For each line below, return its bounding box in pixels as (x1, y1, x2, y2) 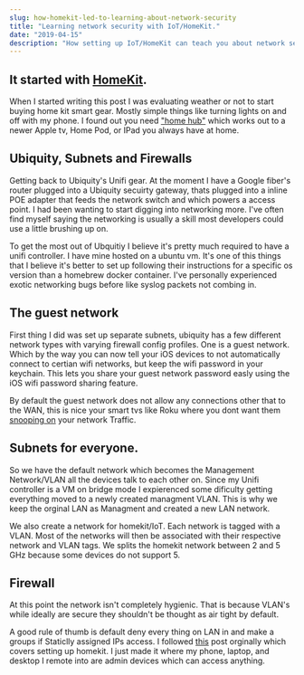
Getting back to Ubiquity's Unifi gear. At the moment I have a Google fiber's (9, 175, 291, 185)
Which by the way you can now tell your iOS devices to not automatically (9, 348, 280, 359)
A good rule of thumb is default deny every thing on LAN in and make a (9, 626, 274, 638)
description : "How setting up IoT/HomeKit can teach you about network (9, 38, 285, 48)
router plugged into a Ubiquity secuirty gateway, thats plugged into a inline (9, 185, 288, 195)
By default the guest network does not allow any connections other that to (9, 395, 287, 405)
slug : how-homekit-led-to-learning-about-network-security (9, 13, 237, 23)
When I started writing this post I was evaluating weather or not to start (9, 96, 274, 107)
